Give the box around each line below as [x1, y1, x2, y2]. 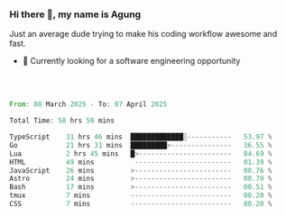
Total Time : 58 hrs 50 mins [9, 116, 115, 125]
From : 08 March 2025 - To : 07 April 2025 [9, 100, 168, 109]
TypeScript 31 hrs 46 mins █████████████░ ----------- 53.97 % [9, 132, 272, 142]
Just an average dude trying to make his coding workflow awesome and [9, 29, 278, 40]
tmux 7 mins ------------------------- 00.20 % [9, 191, 272, 201]
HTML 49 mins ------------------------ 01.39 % [9, 157, 272, 166]
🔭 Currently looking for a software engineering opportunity [22, 56, 241, 67]
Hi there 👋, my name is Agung [9, 8, 142, 21]
